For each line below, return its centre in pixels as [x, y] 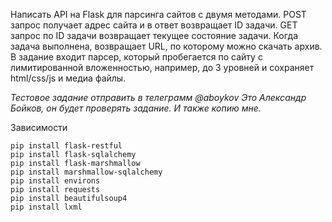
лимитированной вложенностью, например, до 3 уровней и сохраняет [162, 67]
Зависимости [39, 127]
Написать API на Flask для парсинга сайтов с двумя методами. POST [158, 14]
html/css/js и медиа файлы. [68, 78]
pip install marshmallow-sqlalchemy [86, 172]
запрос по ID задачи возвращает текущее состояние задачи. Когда [154, 35]
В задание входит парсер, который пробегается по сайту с [136, 57]
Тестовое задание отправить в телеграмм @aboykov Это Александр [158, 97]
